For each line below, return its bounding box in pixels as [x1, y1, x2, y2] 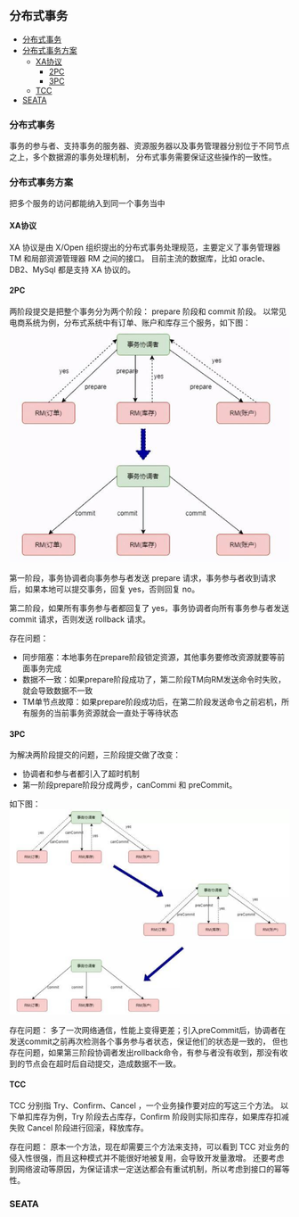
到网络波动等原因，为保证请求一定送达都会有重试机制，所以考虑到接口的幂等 [9, 1163, 290, 1175]
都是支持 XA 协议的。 [57, 264, 136, 275]
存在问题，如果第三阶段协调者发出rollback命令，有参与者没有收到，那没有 [9, 1047, 280, 1057]
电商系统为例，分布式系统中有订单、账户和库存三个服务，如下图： [9, 317, 251, 327]
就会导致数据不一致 [21, 685, 93, 696]
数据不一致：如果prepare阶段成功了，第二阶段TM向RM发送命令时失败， [21, 675, 287, 685]
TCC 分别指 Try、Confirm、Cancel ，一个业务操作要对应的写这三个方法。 [9, 1100, 279, 1111]
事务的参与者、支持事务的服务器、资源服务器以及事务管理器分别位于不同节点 [9, 141, 290, 152]
